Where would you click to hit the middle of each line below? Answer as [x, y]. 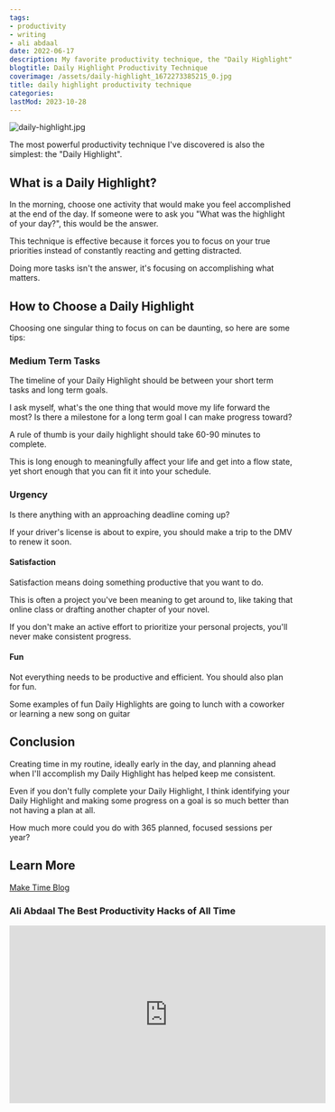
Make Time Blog [40, 887]
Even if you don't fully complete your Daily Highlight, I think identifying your [150, 791]
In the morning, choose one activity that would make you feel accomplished [150, 205]
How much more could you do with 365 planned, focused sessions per [141, 828]
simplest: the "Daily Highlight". [66, 154]
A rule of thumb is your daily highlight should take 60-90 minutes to [135, 435]
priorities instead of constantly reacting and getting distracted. [126, 251]
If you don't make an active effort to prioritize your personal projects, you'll [149, 626]
